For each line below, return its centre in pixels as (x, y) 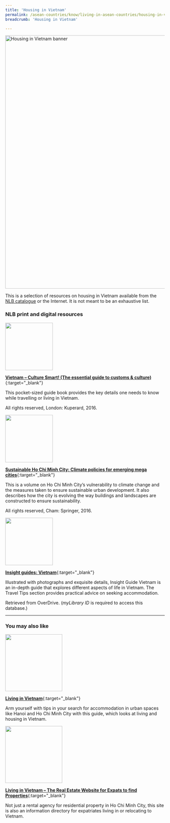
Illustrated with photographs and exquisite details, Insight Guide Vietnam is (83, 582)
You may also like (27, 626)
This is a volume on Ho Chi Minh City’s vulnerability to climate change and (82, 485)
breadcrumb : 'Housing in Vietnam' (42, 19)
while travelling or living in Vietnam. (42, 398)
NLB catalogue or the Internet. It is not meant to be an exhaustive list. (77, 301)
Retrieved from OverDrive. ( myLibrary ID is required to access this (74, 603)
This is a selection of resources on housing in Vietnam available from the (81, 296)
